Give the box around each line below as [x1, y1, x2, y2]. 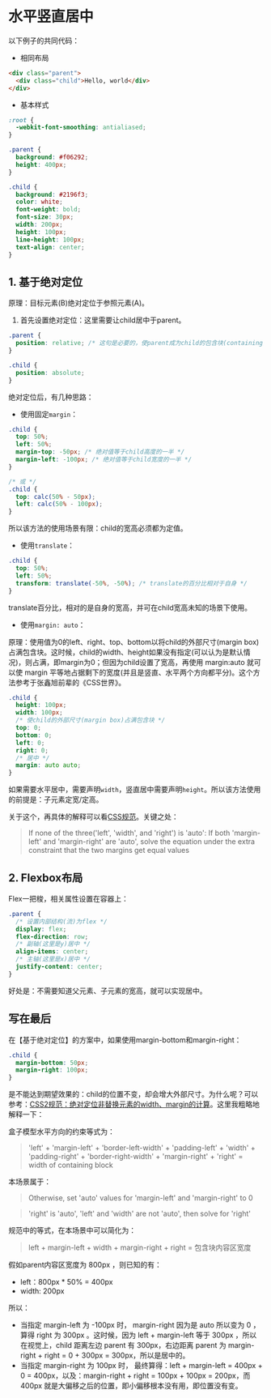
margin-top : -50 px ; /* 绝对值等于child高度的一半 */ [15, 448, 185, 456]
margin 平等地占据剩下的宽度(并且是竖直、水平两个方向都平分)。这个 [23, 667, 253, 677]
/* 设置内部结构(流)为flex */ [15, 917, 108, 926]
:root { [8, 116, 35, 124]
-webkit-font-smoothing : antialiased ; [15, 123, 147, 132]
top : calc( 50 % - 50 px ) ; [15, 492, 95, 501]
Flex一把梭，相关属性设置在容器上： [8, 893, 129, 903]
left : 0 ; [15, 739, 45, 747]
